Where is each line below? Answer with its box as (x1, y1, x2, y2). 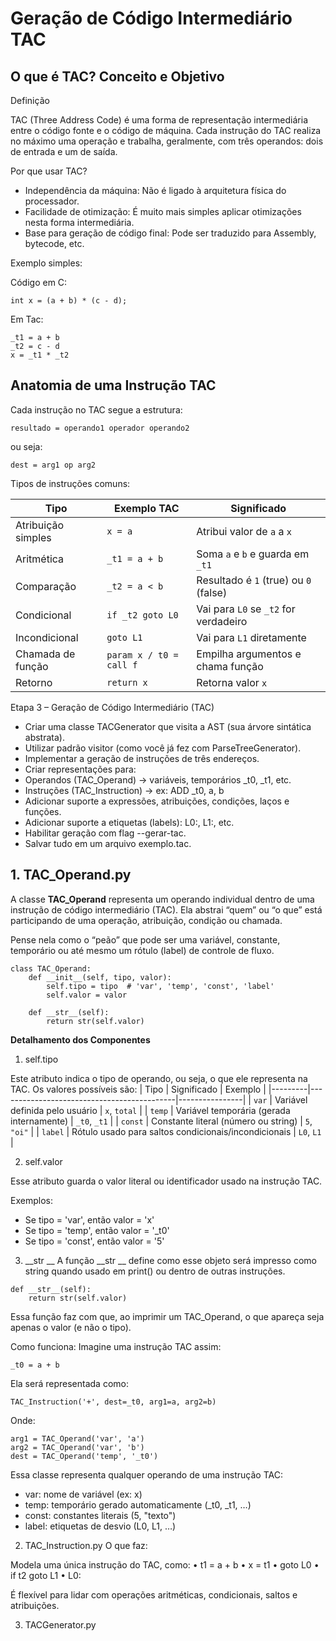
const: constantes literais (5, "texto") (24, 1509, 177, 1521)
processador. (24, 195, 80, 207)
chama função (196, 659, 264, 673)
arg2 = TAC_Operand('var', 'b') (10, 1442, 145, 1452)
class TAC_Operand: (10, 963, 92, 974)
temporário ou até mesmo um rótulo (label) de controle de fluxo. (10, 944, 275, 956)
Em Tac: (10, 313, 44, 325)
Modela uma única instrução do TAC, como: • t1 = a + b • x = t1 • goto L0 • (10, 1558, 320, 1571)
